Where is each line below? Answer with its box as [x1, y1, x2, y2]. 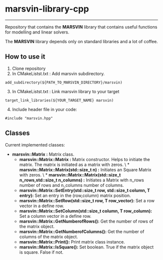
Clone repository [12, 65, 46, 71]
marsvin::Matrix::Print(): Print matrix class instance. [19, 239, 125, 244]
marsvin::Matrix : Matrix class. [12, 151, 74, 157]
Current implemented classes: [5, 142, 65, 147]
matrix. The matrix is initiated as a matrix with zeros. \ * [19, 162, 130, 167]
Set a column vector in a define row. [19, 213, 92, 219]
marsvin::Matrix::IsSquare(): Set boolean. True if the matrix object [19, 244, 154, 250]
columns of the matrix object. [19, 234, 79, 240]
